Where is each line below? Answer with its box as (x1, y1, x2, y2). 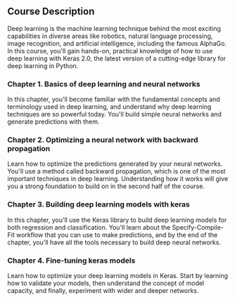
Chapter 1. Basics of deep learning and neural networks (7, 79, 201, 88)
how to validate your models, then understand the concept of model (7, 279, 205, 287)
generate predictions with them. (7, 117, 100, 126)
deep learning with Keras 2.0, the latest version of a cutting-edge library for (7, 54, 227, 63)
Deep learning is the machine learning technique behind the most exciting (7, 24, 222, 32)
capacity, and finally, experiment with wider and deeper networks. (7, 287, 199, 294)
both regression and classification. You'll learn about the (7, 223, 171, 231)
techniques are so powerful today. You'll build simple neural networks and (7, 110, 222, 119)
